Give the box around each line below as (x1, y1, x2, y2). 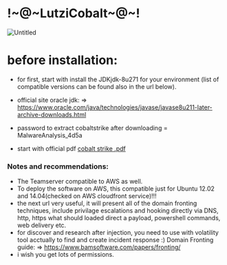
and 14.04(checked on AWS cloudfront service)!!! (17, 192, 157, 200)
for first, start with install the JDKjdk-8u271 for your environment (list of (17, 75, 219, 83)
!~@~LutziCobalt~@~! (7, 6, 140, 21)
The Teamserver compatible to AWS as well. (17, 178, 143, 186)
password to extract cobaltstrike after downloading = (17, 123, 168, 132)
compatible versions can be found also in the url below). (17, 82, 177, 91)
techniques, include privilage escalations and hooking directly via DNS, (17, 206, 219, 215)
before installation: (7, 52, 118, 68)
